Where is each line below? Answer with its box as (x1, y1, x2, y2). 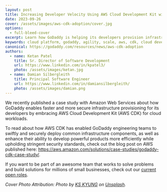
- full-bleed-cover (9, 30, 50, 35)
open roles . (5, 172, 28, 178)
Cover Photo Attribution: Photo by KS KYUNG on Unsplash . (5, 181, 126, 187)
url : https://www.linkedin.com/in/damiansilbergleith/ (14, 81, 130, 86)
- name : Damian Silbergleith (9, 72, 70, 77)
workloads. (5, 115, 28, 121)
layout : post (5, 7, 32, 12)
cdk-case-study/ (5, 151, 39, 157)
